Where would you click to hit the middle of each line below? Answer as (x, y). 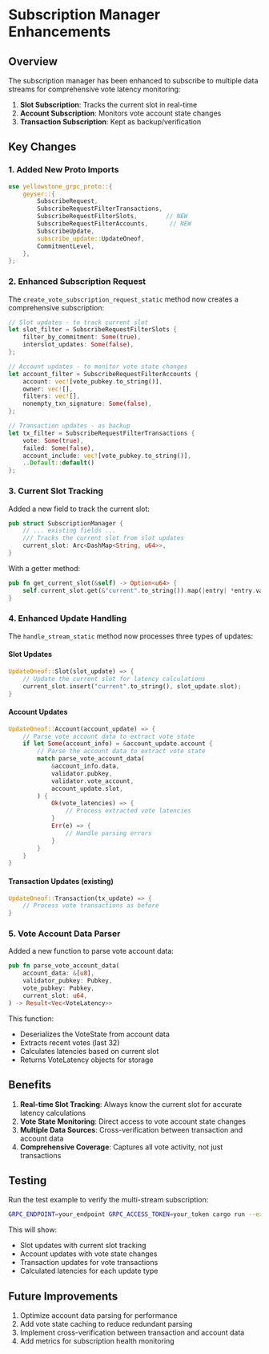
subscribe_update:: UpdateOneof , (91, 238)
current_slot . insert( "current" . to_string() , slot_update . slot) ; (132, 686)
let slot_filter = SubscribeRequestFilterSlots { (93, 330)
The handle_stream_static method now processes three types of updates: (131, 636)
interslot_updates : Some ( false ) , (78, 345)
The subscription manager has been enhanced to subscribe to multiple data (133, 81)
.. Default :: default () (58, 463)
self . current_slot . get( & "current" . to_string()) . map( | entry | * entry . (139, 590)
